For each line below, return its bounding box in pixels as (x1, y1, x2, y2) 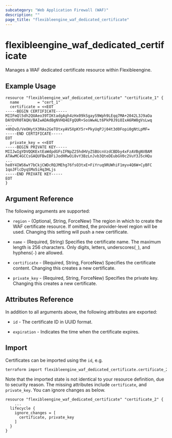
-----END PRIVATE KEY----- (5, 172, 63, 177)
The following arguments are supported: (5, 208, 91, 214)
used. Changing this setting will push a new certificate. (12, 228, 129, 235)
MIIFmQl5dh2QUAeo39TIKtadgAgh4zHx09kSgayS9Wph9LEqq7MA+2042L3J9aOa (5, 113, 153, 118)
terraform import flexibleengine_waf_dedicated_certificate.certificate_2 (5, 367, 168, 372)
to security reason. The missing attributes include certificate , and (5, 382, 147, 388)
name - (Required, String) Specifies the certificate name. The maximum (12, 239, 161, 245)
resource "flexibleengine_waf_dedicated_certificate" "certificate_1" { (5, 95, 164, 100)
